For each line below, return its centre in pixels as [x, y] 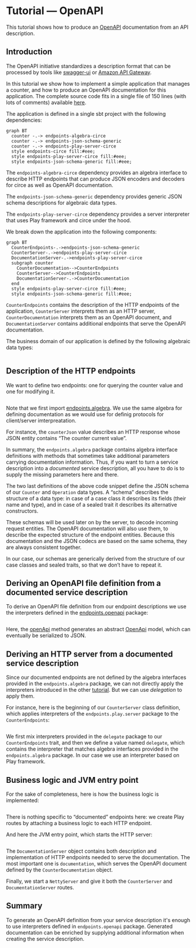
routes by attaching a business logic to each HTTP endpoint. [79, 823]
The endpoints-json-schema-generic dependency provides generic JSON [94, 196]
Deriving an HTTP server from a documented [90, 654]
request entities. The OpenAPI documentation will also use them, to [87, 528]
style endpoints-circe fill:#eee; [53, 151]
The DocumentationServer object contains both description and [81, 851]
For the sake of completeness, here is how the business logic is [82, 794]
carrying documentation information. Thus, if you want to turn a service [92, 462]
